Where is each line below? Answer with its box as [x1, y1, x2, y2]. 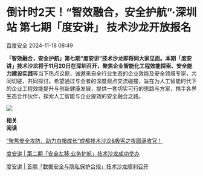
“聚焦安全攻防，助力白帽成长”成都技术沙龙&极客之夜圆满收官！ [6, 137, 163, 144]
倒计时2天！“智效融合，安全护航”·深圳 [6, 5, 197, 19]
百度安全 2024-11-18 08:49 [6, 42, 74, 49]
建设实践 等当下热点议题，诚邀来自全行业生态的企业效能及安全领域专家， [11, 70, 192, 77]
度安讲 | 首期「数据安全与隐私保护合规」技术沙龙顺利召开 [6, 163, 149, 170]
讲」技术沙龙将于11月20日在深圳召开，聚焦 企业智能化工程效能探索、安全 [6, 62, 187, 70]
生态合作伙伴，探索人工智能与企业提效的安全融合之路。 [6, 92, 144, 100]
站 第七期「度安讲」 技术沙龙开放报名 [6, 21, 192, 34]
